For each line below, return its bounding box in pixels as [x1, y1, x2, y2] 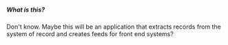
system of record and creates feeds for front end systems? [6, 29, 174, 37]
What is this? [6, 5, 45, 14]
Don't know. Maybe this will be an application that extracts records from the [6, 22, 221, 31]
